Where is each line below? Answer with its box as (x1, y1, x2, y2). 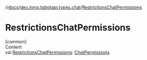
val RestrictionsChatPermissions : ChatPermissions (5, 49, 110, 55)
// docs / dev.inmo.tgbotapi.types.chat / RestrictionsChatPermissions (5, 5, 142, 10)
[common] (5, 38, 27, 44)
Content (5, 44, 22, 50)
